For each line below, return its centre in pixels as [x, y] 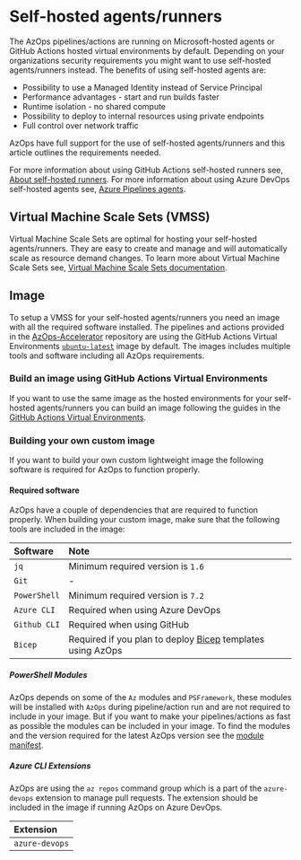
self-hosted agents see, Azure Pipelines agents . [98, 189]
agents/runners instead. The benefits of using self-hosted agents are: [138, 70]
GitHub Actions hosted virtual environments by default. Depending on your [147, 50]
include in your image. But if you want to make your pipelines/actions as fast [150, 716]
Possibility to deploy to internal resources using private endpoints [143, 116]
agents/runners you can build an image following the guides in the [159, 408]
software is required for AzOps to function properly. [105, 469]
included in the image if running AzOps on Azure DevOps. [116, 807]
